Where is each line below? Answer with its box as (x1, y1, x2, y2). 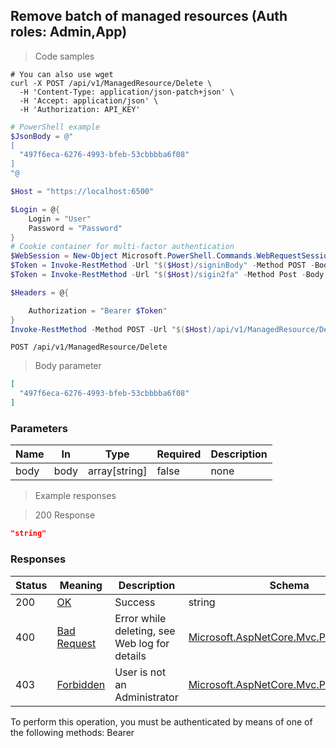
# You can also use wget (10, 69, 114, 79)
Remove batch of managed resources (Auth (10, 8, 288, 25)
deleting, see (114, 624, 176, 638)
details (114, 649, 147, 663)
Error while (114, 611, 167, 625)
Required (156, 447, 202, 461)
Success (114, 595, 156, 609)
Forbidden (56, 677, 106, 691)
